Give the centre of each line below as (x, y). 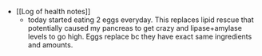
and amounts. (50, 45)
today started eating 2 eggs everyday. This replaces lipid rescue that (141, 20)
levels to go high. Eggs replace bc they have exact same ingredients (140, 36)
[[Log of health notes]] (53, 11)
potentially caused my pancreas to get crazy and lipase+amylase (135, 28)
